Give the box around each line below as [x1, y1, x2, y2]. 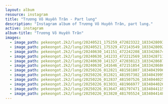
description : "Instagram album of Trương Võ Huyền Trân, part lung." [5, 21, 153, 26]
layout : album [5, 7, 35, 12]
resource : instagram [5, 12, 48, 17]
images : [5, 35, 21, 40]
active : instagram [5, 26, 43, 31]
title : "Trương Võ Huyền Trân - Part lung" [5, 16, 97, 21]
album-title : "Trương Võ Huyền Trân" [5, 30, 84, 35]
